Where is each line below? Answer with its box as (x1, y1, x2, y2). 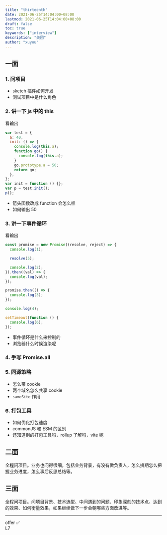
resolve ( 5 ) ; (9, 256, 35, 261)
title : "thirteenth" (5, 7, 48, 12)
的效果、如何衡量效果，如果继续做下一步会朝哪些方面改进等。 (5, 505, 132, 511)
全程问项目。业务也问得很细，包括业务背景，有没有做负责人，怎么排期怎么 (5, 462, 158, 468)
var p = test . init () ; (5, 186, 50, 191)
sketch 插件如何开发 (12, 88, 54, 94)
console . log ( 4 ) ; (5, 306, 39, 311)
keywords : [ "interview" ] (5, 30, 57, 35)
